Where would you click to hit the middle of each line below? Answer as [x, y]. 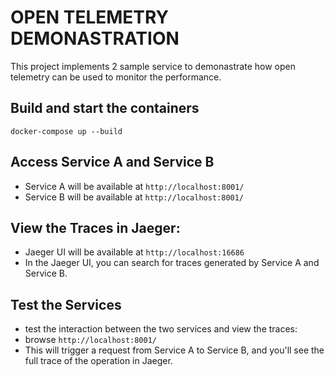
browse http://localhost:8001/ [90, 340]
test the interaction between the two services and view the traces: [161, 329]
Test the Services [66, 304]
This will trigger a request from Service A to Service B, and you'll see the [174, 350]
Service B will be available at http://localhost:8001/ [134, 197]
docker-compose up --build [66, 131]
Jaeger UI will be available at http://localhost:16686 [134, 252]
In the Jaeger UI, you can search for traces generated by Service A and [172, 263]
